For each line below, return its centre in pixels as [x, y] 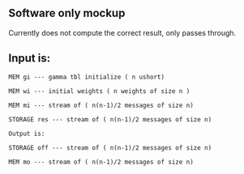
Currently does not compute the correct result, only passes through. [122, 32]
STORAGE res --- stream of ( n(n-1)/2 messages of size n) [110, 119]
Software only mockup [67, 13]
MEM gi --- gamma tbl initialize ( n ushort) [86, 77]
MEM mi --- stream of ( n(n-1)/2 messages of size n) [101, 105]
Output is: [27, 134]
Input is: [30, 59]
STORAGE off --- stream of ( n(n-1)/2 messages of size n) [110, 148]
